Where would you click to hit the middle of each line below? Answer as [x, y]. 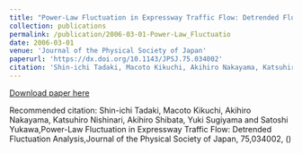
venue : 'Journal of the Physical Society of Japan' [108, 51]
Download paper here [49, 93]
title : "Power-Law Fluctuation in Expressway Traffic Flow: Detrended [144, 17]
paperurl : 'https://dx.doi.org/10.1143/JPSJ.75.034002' [116, 59]
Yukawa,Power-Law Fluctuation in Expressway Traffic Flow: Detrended [141, 129]
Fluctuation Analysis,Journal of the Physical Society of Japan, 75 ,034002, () [151, 139]
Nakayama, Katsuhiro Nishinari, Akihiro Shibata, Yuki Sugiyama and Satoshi [149, 119]
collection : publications [58, 26]
